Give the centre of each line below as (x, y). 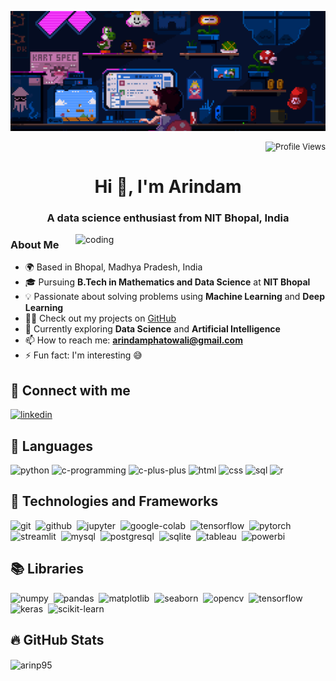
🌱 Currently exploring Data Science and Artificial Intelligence (152, 329)
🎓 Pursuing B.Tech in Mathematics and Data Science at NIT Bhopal (167, 282)
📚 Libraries (47, 569)
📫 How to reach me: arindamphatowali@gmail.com (133, 340)
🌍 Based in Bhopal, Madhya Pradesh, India (113, 267)
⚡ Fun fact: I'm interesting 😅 (83, 355)
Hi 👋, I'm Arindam (168, 187)
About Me (35, 244)
